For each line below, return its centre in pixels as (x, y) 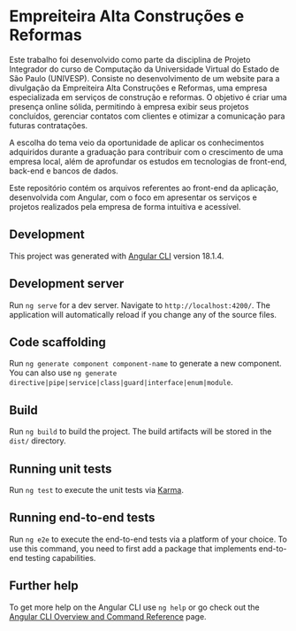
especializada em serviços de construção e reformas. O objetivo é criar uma (148, 97)
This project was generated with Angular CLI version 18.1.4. (117, 256)
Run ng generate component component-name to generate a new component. (146, 364)
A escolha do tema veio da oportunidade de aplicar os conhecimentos (137, 142)
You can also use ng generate (63, 373)
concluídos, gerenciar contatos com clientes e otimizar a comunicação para (147, 116)
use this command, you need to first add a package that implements (133, 548)
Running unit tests (61, 469)
